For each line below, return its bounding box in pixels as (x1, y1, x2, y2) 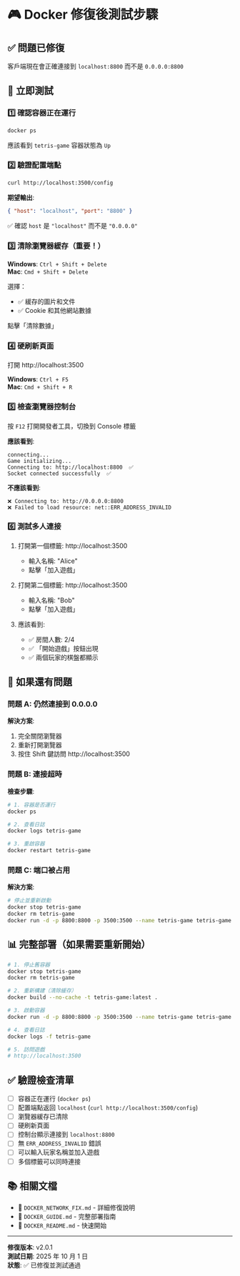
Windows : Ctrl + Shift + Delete (7, 259, 107, 268)
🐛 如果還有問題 (7, 676, 73, 688)
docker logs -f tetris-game (7, 1033, 91, 1040)
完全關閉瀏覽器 (17, 732, 62, 740)
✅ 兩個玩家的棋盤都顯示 (28, 653, 99, 662)
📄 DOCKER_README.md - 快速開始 (17, 1221, 107, 1230)
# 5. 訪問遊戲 (7, 1046, 45, 1053)
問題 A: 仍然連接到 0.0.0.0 (7, 699, 98, 709)
